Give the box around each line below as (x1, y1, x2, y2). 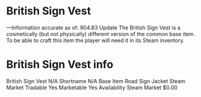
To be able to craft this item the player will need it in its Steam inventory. (6, 37, 185, 44)
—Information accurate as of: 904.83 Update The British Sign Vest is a (6, 24, 181, 31)
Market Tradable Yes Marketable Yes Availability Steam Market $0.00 (6, 84, 178, 91)
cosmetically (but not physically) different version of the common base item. (6, 30, 196, 37)
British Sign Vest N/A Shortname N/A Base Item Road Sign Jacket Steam (6, 77, 185, 84)
